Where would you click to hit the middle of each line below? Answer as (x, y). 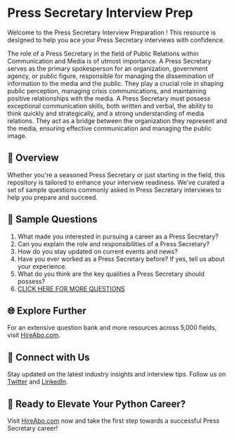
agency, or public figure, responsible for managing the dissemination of (111, 76)
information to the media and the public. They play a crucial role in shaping (115, 83)
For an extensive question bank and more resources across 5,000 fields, (112, 328)
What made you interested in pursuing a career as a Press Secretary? (118, 236)
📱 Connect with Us (48, 357)
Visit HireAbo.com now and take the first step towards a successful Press (113, 421)
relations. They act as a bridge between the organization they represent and (117, 120)
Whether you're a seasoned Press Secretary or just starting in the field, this (116, 174)
